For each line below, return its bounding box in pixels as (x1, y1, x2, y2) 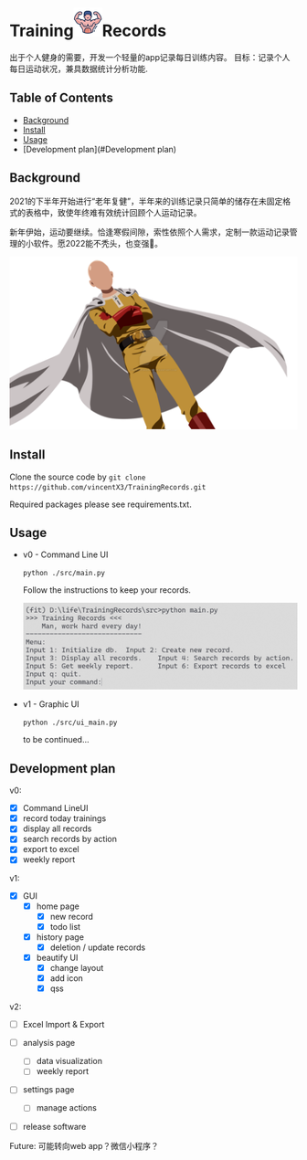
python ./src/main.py (22, 569, 105, 578)
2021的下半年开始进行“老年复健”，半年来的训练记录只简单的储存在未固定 (9, 195, 283, 206)
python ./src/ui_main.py (22, 718, 118, 728)
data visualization (36, 1056, 103, 1067)
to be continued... (22, 734, 90, 745)
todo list (49, 921, 80, 932)
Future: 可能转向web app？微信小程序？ (9, 1140, 159, 1151)
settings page (22, 1084, 75, 1095)
